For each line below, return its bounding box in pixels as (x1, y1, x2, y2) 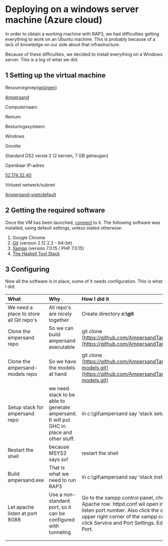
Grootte (5, 143, 21, 149)
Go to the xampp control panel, (81, 494, 154, 501)
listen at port (7, 510, 37, 517)
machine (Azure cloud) (5, 14, 102, 26)
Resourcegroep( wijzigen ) (5, 84, 57, 90)
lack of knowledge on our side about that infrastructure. (5, 41, 120, 47)
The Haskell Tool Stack (12, 250, 60, 257)
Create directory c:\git (81, 310, 134, 317)
